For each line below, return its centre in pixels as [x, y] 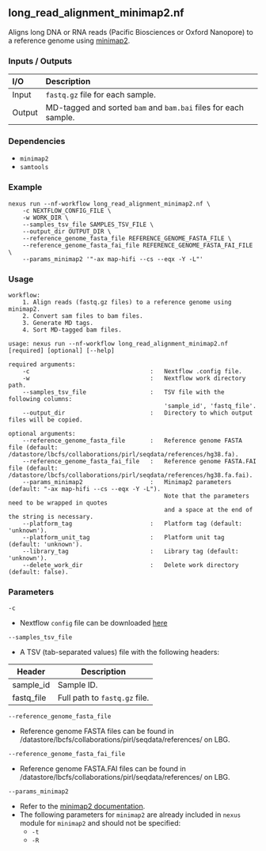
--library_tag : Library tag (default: [131, 551]
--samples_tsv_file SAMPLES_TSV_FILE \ [88, 225]
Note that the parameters [207, 496]
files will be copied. [46, 420]
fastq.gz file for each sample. [101, 95]
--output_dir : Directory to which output [138, 413]
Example [25, 187]
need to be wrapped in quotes [58, 503]
